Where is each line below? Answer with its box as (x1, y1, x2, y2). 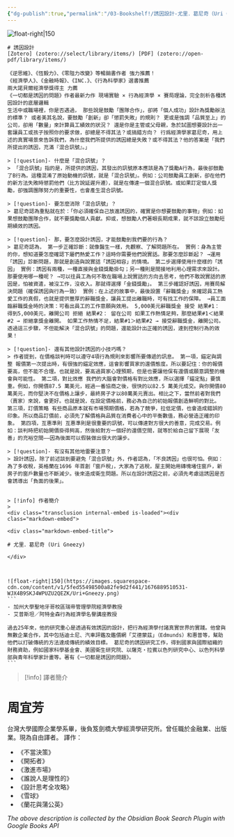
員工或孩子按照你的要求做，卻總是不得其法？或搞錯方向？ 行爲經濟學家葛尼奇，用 (17, 129, 218, 136)
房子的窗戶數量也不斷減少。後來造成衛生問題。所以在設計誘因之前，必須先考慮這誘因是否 (7, 470, 225, 477)
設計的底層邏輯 (12, 99, 49, 107)
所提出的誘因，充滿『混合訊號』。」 (7, 143, 91, 150)
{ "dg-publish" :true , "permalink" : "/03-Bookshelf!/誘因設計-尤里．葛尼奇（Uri (7, 10, 224, 17)
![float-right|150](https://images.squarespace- (7, 577, 151, 585)
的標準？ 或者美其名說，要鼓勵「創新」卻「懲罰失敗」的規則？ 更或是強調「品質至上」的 (7, 114, 226, 121)
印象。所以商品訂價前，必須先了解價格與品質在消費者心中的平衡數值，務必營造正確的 (7, 412, 214, 419)
